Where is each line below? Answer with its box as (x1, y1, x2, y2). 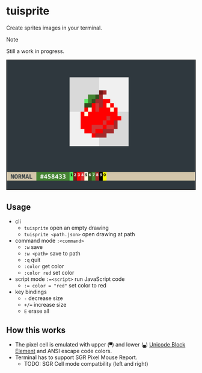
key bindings (14, 288, 47, 296)
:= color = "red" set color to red (23, 282, 107, 289)
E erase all (23, 307, 50, 315)
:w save (23, 243, 43, 251)
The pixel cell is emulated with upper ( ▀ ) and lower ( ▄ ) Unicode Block (14, 341, 186, 348)
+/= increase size (23, 301, 67, 309)
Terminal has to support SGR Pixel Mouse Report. (14, 354, 138, 361)
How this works (6, 325, 66, 335)
